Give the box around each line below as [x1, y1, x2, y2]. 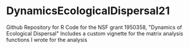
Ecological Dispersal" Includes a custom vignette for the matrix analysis [6, 30, 184, 37]
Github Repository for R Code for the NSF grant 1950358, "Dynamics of [6, 24, 182, 31]
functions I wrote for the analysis [6, 36, 88, 43]
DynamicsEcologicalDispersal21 [6, 4, 170, 18]
